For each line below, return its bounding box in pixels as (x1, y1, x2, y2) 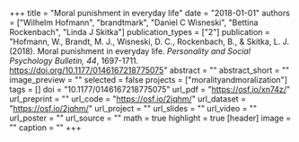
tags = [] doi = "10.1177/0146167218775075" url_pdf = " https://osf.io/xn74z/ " (9, 84, 291, 94)
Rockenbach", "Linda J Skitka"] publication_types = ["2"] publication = (9, 27, 271, 37)
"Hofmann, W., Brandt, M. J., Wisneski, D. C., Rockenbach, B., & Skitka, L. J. (9, 36, 290, 47)
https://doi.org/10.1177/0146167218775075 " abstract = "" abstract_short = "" (9, 65, 290, 75)
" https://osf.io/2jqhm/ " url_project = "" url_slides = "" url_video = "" (9, 103, 258, 113)
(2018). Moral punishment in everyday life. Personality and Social (9, 46, 251, 57)
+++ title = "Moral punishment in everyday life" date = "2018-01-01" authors (9, 8, 290, 18)
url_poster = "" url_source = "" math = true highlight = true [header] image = (9, 112, 292, 123)
